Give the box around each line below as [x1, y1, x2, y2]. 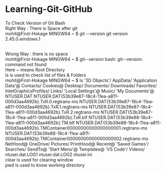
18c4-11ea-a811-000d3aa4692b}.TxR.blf [5, 114, 88, 120]
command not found [5, 61, 47, 67]
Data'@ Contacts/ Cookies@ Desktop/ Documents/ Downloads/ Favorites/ [5, 82, 157, 88]
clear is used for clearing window [5, 157, 74, 163]
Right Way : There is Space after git [5, 25, 78, 31]
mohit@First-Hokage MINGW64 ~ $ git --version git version [5, 30, 128, 36]
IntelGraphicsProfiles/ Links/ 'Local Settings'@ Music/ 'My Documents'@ [5, 88, 155, 94]
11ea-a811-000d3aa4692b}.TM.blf [5, 120, 75, 126]
